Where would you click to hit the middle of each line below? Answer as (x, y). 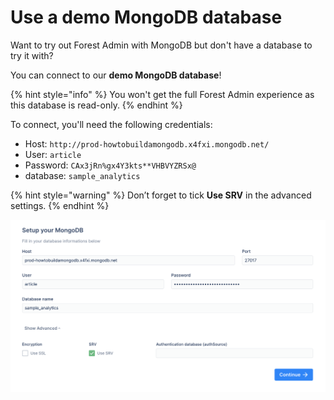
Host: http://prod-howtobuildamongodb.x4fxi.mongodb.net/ (147, 143)
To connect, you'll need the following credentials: (111, 124)
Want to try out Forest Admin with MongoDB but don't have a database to (161, 45)
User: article (53, 154)
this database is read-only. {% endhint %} (96, 105)
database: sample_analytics (82, 175)
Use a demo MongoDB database (146, 17)
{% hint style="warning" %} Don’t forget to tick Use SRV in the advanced (161, 195)
